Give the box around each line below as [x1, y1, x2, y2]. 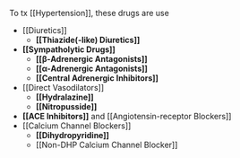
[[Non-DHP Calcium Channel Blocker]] [35, 139, 178, 150]
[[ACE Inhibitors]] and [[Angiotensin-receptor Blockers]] [21, 111, 232, 121]
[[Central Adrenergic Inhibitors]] [35, 73, 159, 83]
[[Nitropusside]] [35, 101, 98, 111]
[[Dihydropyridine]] [35, 130, 110, 140]
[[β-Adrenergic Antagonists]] [35, 54, 148, 64]
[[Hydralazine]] [35, 92, 94, 102]
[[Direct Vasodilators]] [21, 83, 105, 92]
